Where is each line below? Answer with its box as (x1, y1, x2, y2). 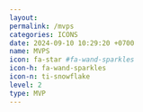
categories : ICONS (9, 30, 78, 39)
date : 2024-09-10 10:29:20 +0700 (9, 38, 135, 48)
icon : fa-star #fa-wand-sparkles (9, 55, 135, 64)
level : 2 (9, 80, 42, 89)
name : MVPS (9, 47, 50, 56)
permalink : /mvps (9, 22, 75, 31)
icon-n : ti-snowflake (9, 72, 91, 81)
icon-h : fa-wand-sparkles (9, 64, 106, 73)
